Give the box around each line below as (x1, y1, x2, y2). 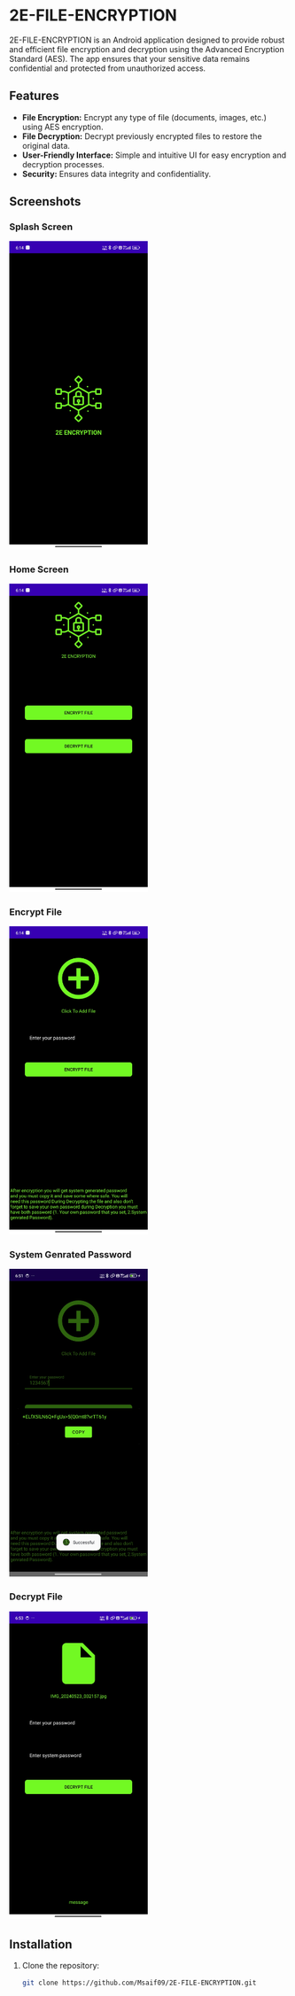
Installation (9, 1937, 73, 1952)
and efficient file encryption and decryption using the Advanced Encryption (9, 43, 285, 54)
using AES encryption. (21, 121, 104, 132)
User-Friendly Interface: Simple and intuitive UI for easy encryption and (21, 150, 286, 160)
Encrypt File (9, 905, 62, 917)
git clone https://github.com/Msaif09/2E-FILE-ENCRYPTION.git (21, 1978, 257, 1988)
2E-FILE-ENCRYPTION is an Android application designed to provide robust (9, 35, 285, 45)
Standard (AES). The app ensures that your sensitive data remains (9, 53, 251, 64)
